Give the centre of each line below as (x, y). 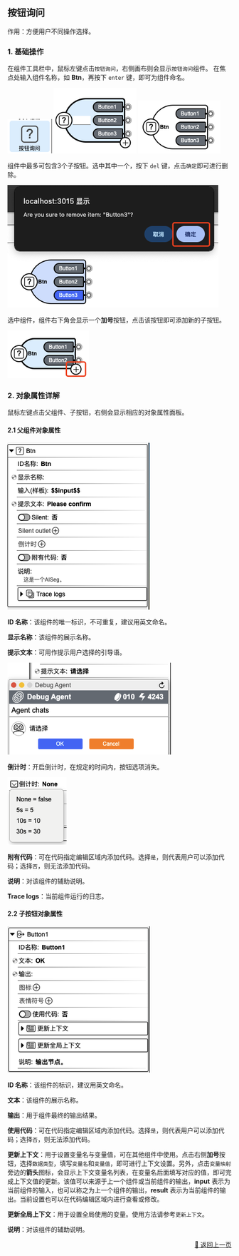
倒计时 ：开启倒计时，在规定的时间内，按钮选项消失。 (85, 766)
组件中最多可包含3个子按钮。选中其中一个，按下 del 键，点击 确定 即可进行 (115, 166)
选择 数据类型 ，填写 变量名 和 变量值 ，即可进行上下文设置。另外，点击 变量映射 (125, 1163)
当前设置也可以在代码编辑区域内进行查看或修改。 (91, 1199)
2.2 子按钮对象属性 (35, 914)
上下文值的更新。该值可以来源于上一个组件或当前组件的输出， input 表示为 (122, 1181)
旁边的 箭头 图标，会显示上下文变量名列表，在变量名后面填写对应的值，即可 (116, 1172)
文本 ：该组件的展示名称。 (45, 1100)
